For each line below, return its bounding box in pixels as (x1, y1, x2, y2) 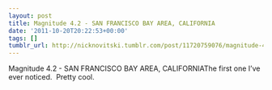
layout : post (8, 11, 53, 20)
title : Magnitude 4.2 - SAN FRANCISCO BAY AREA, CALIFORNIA (8, 19, 216, 27)
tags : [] (8, 34, 38, 43)
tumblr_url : (8, 42, 49, 50)
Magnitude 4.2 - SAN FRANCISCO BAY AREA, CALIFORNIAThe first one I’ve (8, 63, 261, 73)
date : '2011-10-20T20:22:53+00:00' (8, 27, 129, 35)
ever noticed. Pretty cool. (8, 72, 95, 82)
